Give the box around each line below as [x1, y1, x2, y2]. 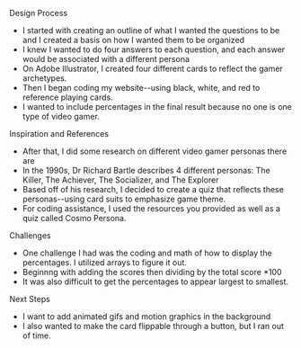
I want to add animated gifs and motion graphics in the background [22, 311, 271, 322]
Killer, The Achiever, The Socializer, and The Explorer [22, 174, 219, 185]
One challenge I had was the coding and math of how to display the [22, 247, 272, 258]
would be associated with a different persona [22, 54, 190, 64]
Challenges [9, 230, 51, 241]
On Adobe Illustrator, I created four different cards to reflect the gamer [22, 63, 283, 74]
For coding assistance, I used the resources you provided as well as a [22, 203, 281, 214]
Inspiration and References [9, 129, 110, 138]
